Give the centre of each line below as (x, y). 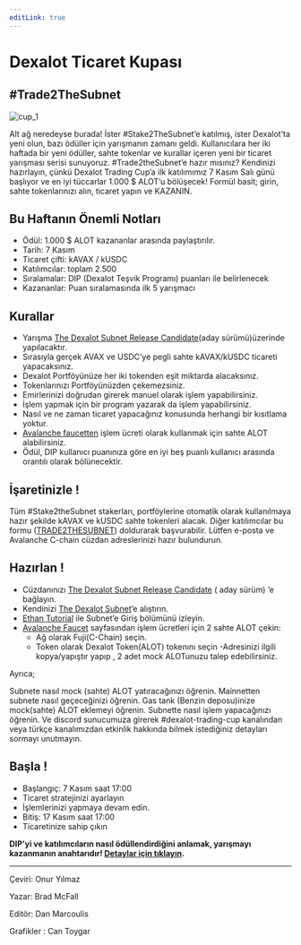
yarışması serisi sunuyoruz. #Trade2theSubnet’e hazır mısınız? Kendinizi (142, 162)
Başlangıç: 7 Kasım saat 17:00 (77, 788)
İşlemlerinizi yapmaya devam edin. (86, 807)
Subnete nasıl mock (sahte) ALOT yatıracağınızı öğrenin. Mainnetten (135, 691)
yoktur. (35, 424)
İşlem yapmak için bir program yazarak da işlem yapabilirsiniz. (137, 405)
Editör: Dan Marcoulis (49, 914)
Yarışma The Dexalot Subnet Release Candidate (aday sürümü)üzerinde (153, 338)
